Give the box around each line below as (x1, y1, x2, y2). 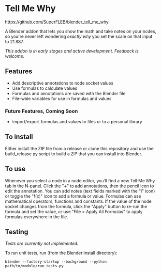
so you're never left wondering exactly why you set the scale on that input (5, 33, 153, 39)
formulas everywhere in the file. (5, 214, 69, 220)
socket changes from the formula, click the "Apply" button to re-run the (5, 203, 147, 209)
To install (5, 133, 33, 141)
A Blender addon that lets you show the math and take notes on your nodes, (5, 28, 157, 34)
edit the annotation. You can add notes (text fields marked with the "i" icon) (5, 188, 155, 194)
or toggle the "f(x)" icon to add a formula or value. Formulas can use (5, 193, 141, 199)
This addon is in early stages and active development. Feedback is (5, 48, 139, 54)
